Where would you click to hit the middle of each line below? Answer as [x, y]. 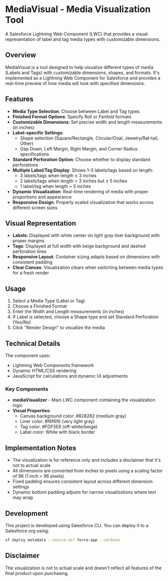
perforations [25, 165]
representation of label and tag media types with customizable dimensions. [83, 39]
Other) [27, 143]
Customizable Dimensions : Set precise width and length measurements [87, 122]
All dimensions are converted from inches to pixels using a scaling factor [88, 471]
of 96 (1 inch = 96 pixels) [38, 476]
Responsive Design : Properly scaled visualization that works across [83, 202]
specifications [34, 154]
